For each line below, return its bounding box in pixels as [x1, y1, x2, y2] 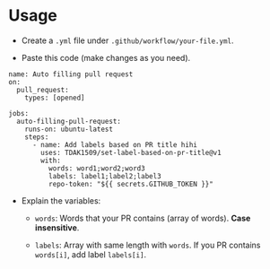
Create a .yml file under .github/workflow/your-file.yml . [21, 35, 234, 46]
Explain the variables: [21, 195, 101, 206]
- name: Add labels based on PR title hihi [31, 140, 198, 149]
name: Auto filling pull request [8, 69, 134, 79]
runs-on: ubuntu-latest [24, 125, 114, 134]
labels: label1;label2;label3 [48, 171, 162, 180]
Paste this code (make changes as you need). [21, 52, 191, 63]
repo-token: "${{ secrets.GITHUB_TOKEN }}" [48, 179, 214, 188]
